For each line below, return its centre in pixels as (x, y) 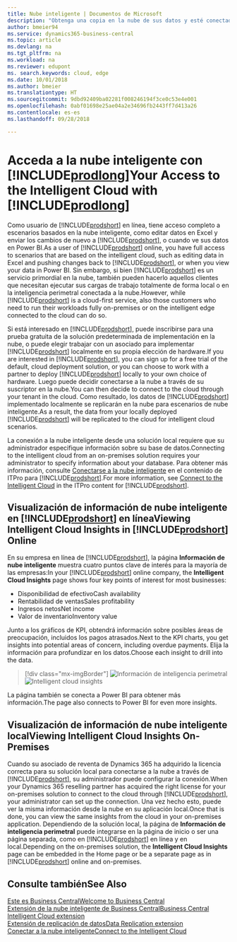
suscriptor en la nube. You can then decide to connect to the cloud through (116, 389)
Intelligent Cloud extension (46, 916)
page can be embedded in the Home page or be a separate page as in (109, 854)
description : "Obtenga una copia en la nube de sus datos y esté (105, 21)
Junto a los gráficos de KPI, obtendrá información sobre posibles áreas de (115, 630)
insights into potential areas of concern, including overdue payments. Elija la (118, 645)
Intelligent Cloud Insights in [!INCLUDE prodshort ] (118, 529)
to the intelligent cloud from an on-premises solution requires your (104, 455)
